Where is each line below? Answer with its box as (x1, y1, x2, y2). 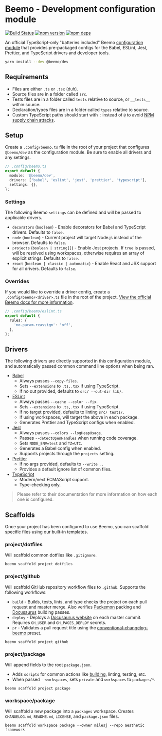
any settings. (5, 155, 31, 160)
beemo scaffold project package (5, 686, 71, 691)
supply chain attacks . (12, 117, 55, 123)
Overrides (5, 278, 30, 285)
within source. (12, 101, 41, 107)
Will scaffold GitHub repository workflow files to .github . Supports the (5, 584, 146, 590)
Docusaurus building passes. (12, 609, 71, 615)
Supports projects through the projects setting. (19, 451, 115, 457)
